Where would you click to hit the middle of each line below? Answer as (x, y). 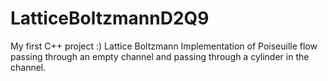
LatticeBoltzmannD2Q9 (110, 18)
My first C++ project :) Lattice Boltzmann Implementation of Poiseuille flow (164, 46)
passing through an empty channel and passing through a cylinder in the (160, 56)
